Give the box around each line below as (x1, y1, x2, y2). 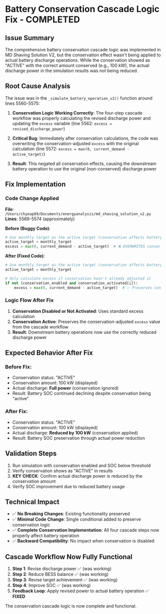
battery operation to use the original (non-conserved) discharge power (12, 165, 157, 171)
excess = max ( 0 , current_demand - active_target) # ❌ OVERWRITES (5, 244, 145, 249)
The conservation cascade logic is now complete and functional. (5, 603, 137, 609)
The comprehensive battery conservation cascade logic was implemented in (5, 47, 161, 52)
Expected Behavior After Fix (5, 349, 93, 357)
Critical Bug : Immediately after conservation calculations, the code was (12, 135, 159, 141)
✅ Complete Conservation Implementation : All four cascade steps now (12, 527, 160, 533)
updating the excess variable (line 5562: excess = (12, 120, 112, 126)
